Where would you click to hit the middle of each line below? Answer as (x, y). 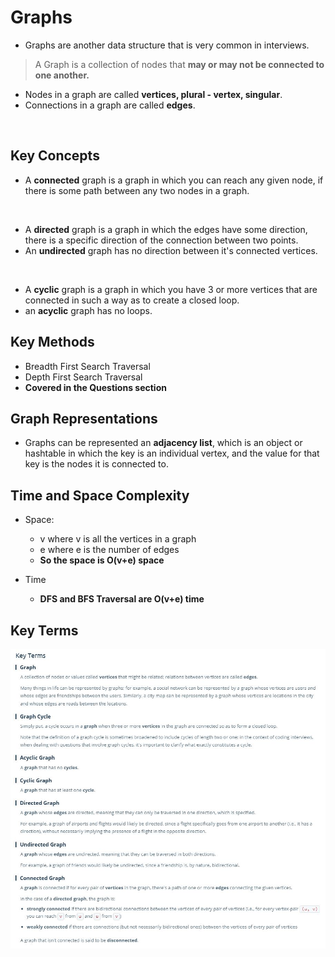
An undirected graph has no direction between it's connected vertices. (171, 250)
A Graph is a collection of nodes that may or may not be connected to (179, 64)
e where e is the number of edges (109, 550)
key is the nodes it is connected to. (96, 464)
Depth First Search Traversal (83, 377)
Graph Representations (84, 418)
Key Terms (44, 630)
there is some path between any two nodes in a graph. (137, 190)
